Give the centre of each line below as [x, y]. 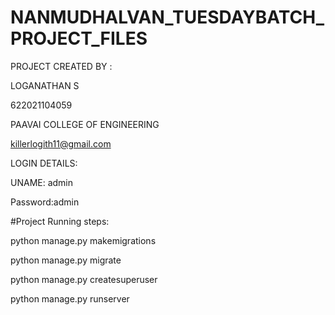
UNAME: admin [42, 182]
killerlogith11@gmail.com [61, 143]
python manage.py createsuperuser [84, 279]
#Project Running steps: [60, 221]
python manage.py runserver [70, 298]
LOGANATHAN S [45, 85]
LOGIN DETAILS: [44, 163]
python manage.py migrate [66, 260]
